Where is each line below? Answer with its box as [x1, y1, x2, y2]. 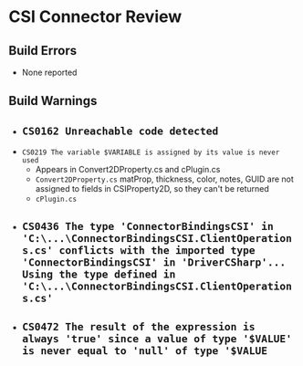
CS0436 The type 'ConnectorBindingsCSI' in [21, 219, 275, 233]
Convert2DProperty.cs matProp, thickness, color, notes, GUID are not [35, 173, 294, 184]
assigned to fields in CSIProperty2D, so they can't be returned [35, 183, 270, 194]
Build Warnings [8, 93, 98, 109]
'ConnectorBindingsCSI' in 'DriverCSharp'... [21, 256, 287, 268]
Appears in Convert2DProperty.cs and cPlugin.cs [35, 164, 221, 175]
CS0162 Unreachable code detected [21, 124, 219, 138]
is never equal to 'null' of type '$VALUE [21, 344, 268, 357]
